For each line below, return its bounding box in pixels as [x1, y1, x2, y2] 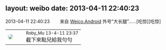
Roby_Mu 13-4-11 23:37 [26, 30, 79, 36]
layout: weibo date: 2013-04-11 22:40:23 [5, 4, 140, 13]
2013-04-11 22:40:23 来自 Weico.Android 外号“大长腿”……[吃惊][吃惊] [5, 18, 161, 24]
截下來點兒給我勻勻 [26, 36, 73, 43]
